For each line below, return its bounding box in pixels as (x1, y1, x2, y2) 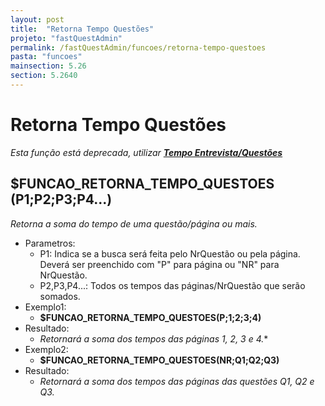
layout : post (10, 14, 65, 25)
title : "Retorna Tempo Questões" (10, 24, 155, 34)
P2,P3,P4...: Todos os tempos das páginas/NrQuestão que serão (39, 279, 306, 291)
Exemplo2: (24, 343, 69, 355)
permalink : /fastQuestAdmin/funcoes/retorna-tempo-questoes (10, 42, 267, 53)
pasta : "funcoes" (10, 52, 83, 62)
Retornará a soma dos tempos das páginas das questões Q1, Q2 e (39, 375, 315, 387)
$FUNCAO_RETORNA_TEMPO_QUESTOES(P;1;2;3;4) (39, 311, 262, 323)
